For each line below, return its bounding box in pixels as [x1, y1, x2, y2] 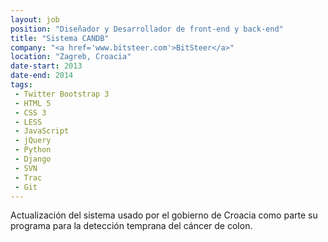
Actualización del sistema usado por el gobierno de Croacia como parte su [10, 209, 318, 221]
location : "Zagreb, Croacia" [10, 52, 132, 62]
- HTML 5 [14, 98, 52, 108]
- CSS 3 [14, 107, 47, 118]
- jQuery [14, 136, 52, 146]
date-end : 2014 [10, 71, 74, 81]
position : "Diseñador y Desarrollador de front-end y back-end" [10, 24, 284, 34]
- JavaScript [14, 126, 70, 136]
